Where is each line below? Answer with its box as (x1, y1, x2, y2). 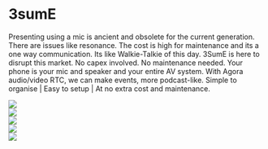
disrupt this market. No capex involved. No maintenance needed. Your (8, 58, 244, 68)
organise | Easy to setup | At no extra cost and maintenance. (8, 83, 211, 94)
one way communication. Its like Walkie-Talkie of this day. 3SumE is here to (8, 49, 260, 59)
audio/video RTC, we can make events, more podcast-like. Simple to (8, 75, 237, 85)
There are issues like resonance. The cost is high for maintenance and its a (8, 40, 260, 50)
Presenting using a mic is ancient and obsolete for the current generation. (8, 32, 255, 42)
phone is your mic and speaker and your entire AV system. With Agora (8, 66, 244, 76)
